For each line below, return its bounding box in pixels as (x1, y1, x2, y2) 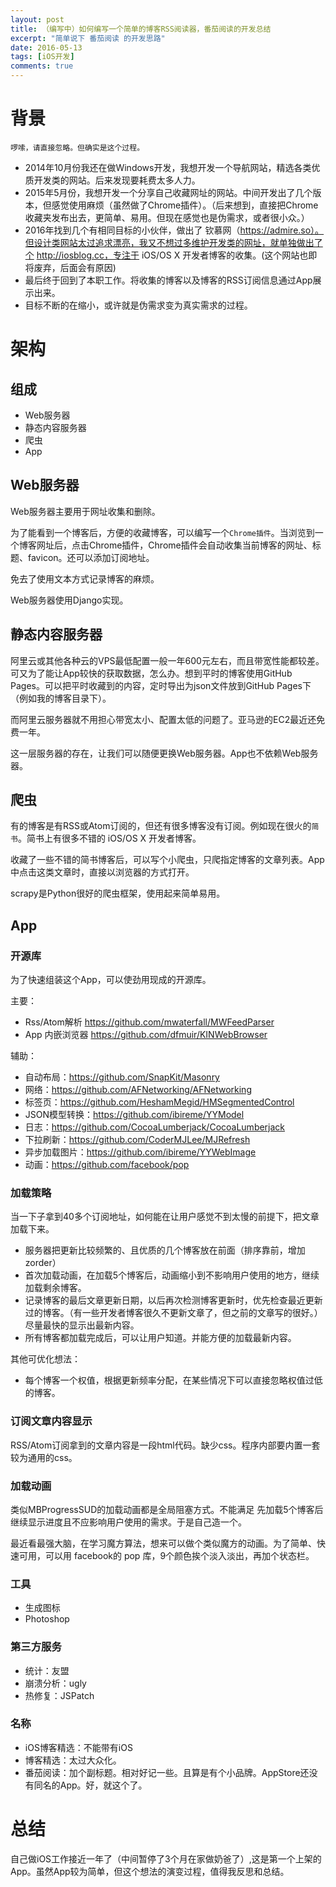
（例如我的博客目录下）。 (10, 692, 112, 704)
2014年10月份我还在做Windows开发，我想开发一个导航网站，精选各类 (24, 161, 312, 173)
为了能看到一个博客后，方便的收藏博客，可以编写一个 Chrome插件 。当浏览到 (10, 526, 315, 538)
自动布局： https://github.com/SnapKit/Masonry (24, 1071, 220, 1083)
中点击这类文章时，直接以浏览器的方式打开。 (10, 866, 195, 878)
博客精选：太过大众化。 (24, 1754, 122, 1766)
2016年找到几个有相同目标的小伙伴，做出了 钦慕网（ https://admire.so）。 (24, 224, 325, 236)
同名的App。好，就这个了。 (33, 1779, 148, 1791)
